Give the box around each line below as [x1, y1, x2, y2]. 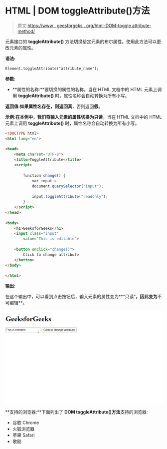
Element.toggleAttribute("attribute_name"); [5, 66, 99, 71]
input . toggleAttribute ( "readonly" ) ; [31, 194, 108, 199]
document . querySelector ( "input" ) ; [31, 184, 104, 189]
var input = [31, 178, 57, 183]
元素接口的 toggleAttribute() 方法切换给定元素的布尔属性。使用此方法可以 [5, 39, 157, 45]
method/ [17, 28, 35, 34]
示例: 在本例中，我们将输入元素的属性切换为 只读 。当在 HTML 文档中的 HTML [5, 114, 162, 120]
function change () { [23, 173, 66, 178]
